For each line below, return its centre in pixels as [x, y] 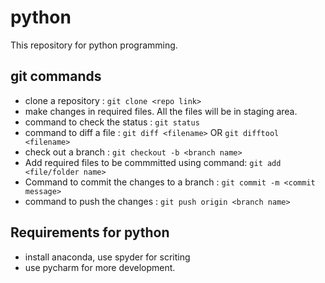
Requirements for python [90, 232]
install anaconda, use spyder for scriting [107, 257]
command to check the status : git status [112, 122]
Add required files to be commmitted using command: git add [153, 162]
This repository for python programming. [94, 45]
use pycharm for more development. [100, 267]
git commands [56, 76]
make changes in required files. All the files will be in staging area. [161, 111]
